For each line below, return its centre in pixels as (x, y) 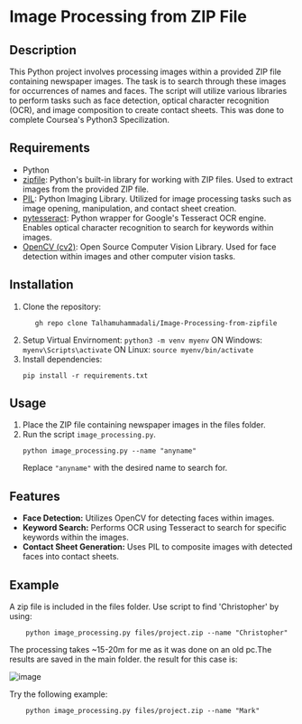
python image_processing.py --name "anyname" (109, 451)
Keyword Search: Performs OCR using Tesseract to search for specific (154, 528)
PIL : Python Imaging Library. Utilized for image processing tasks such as (157, 198)
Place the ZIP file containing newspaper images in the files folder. (144, 425)
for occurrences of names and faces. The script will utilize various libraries (148, 91)
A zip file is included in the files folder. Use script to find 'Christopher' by (144, 606)
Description (43, 50)
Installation (41, 285)
